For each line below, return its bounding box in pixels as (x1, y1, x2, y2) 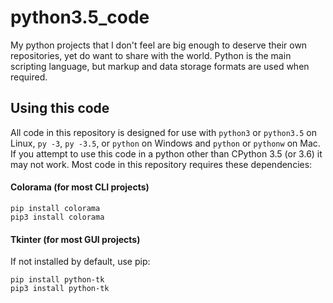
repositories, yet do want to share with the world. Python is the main (10, 49, 292, 61)
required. (10, 71, 48, 83)
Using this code (10, 100, 110, 117)
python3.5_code (10, 6, 150, 29)
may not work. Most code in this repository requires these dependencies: (10, 158, 313, 170)
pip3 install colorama (10, 212, 105, 222)
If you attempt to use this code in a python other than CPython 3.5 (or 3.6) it (10, 147, 323, 160)
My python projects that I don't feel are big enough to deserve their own (10, 39, 308, 51)
